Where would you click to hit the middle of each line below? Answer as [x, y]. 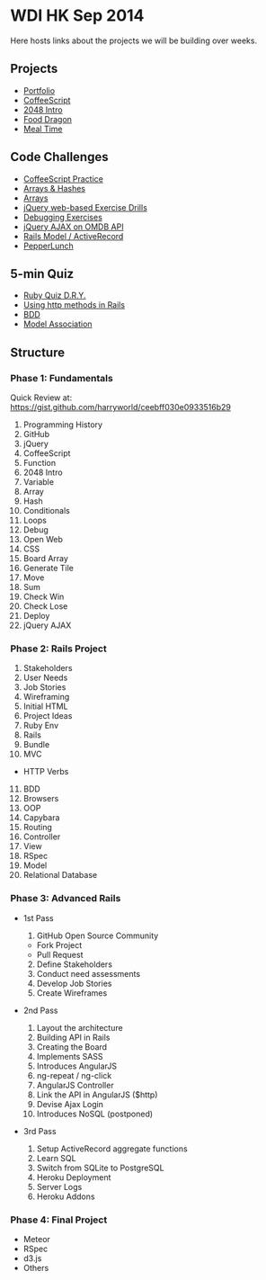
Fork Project [59, 944]
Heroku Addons [66, 1196]
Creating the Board [71, 1047]
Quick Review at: [41, 398]
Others [36, 1267]
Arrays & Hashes [54, 188]
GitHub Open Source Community [98, 935]
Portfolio [39, 90]
